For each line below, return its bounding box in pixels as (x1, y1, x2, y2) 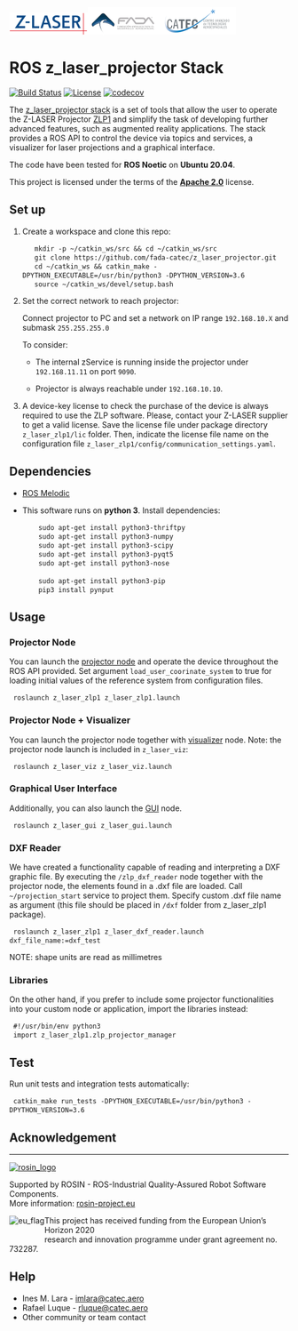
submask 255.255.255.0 (21, 322, 110, 333)
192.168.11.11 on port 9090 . (35, 365, 137, 376)
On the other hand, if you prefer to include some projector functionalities (9, 994, 275, 1005)
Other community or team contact (21, 1311, 146, 1322)
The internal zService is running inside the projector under (35, 357, 249, 367)
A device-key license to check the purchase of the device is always (21, 400, 269, 411)
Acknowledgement (9, 1130, 117, 1145)
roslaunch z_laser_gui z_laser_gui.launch (12, 821, 173, 830)
